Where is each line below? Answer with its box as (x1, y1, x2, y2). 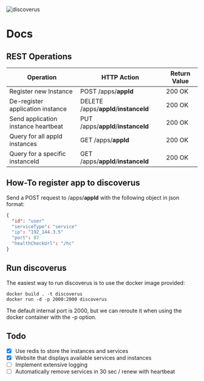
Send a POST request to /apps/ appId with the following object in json (6, 194, 180, 201)
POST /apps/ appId (80, 87, 134, 96)
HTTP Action (101, 73, 140, 82)
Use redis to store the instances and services (15, 347, 129, 354)
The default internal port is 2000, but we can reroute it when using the (6, 307, 182, 314)
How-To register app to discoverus (6, 178, 140, 188)
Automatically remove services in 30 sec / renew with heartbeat (15, 368, 175, 375)
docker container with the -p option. (6, 313, 97, 321)
